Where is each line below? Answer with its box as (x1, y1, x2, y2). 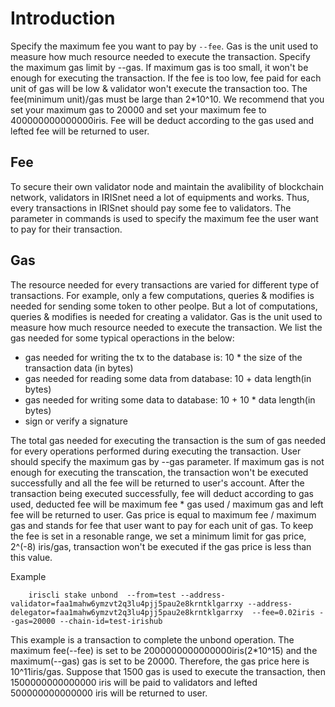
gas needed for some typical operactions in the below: (10, 332, 235, 344)
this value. (10, 551, 53, 563)
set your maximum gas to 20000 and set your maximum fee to (10, 103, 267, 116)
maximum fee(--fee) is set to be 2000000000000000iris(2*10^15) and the (10, 644, 318, 656)
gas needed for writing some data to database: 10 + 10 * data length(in (24, 393, 316, 406)
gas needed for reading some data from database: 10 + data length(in (24, 372, 312, 384)
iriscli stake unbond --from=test (28, 590, 177, 600)
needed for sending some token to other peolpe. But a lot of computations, (10, 300, 318, 312)
